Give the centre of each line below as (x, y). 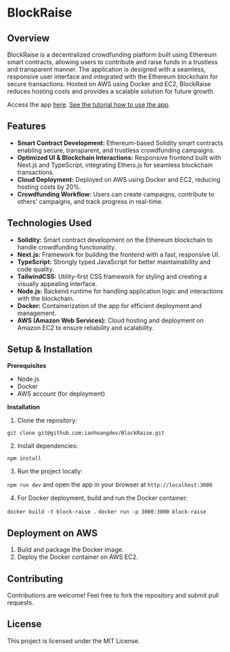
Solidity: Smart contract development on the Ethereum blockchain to (115, 240)
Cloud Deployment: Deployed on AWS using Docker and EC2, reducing (118, 179)
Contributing (35, 579)
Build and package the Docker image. (70, 550)
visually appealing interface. (57, 283)
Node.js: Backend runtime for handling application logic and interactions (120, 291)
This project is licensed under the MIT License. (74, 641)
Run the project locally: (50, 471)
